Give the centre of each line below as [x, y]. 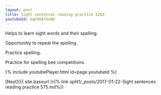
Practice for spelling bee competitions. [45, 62]
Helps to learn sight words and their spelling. [52, 33]
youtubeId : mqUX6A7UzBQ [30, 19]
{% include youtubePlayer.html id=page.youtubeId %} [61, 72]
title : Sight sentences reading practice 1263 [55, 14]
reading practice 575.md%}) [34, 87]
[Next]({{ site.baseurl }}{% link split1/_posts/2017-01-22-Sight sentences [80, 82]
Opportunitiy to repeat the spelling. [42, 43]
